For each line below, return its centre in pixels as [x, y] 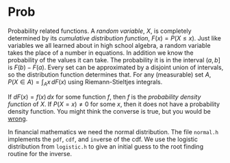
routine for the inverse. [40, 153]
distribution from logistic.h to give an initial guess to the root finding [106, 146]
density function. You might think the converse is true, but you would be [109, 111]
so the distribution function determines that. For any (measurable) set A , [110, 74]
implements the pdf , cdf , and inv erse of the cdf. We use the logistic [103, 139]
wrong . [18, 118]
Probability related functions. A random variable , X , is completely [100, 31]
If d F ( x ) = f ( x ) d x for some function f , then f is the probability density [104, 97]
